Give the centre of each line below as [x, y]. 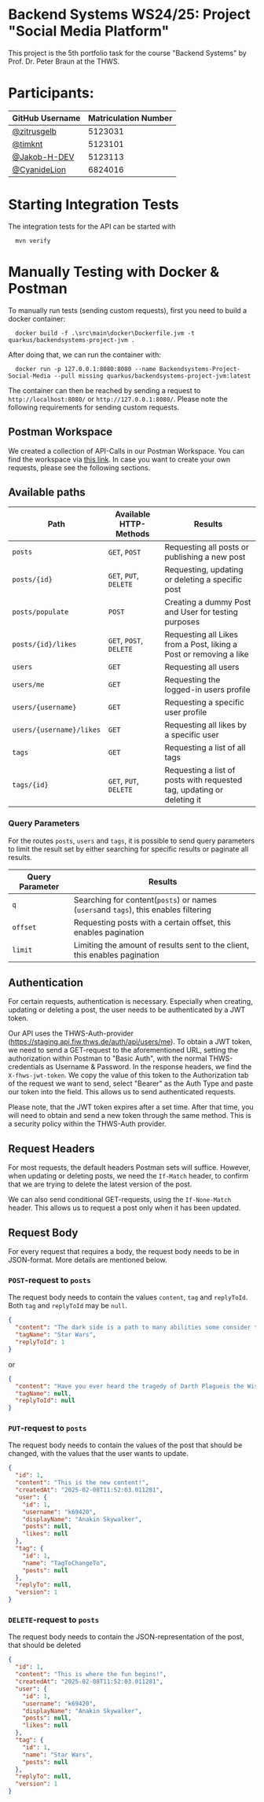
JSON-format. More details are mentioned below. [88, 1260]
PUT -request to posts [48, 1429]
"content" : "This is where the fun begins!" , [91, 1675]
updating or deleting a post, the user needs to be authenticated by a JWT [127, 1010]
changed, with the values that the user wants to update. [98, 1454]
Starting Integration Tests [93, 205]
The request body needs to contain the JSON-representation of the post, [126, 1637]
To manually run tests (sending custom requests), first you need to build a [128, 310]
